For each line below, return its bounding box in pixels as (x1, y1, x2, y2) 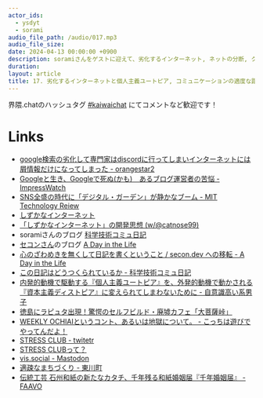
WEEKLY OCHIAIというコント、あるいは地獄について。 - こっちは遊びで (19, 317, 251, 327)
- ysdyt (15, 19, 41, 27)
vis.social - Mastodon (19, 354, 90, 363)
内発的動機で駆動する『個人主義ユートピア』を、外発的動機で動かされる (19, 278, 253, 287)
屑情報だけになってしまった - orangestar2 (19, 164, 155, 173)
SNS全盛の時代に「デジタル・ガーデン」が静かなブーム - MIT (19, 192, 218, 202)
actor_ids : (8, 11, 44, 20)
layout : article (8, 70, 61, 78)
